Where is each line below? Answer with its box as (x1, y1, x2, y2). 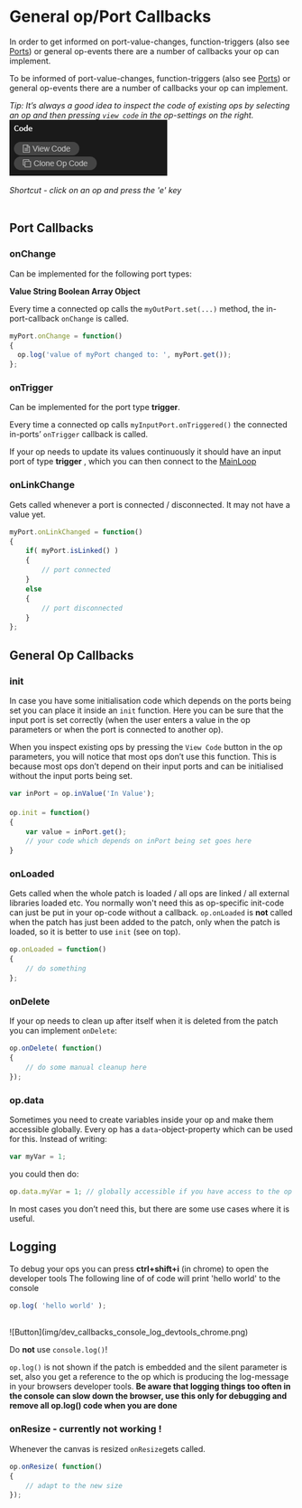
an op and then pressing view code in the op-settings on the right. (9, 109, 254, 120)
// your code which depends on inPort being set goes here (25, 837, 252, 846)
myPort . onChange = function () (9, 332, 124, 341)
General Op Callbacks (9, 648, 134, 663)
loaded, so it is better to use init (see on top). (9, 926, 181, 937)
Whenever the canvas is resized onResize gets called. (9, 1443, 206, 1454)
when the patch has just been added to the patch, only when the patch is (9, 917, 281, 928)
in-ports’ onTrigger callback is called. (9, 429, 149, 440)
